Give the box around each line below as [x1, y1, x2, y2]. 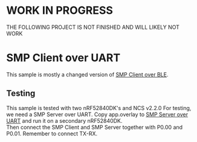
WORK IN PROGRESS [6, 4, 114, 17]
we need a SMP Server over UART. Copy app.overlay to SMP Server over [6, 111, 189, 118]
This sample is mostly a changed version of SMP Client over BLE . [6, 70, 169, 78]
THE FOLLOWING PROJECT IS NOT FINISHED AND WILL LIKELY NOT [6, 23, 180, 31]
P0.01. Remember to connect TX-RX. [6, 130, 98, 137]
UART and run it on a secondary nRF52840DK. [6, 117, 123, 124]
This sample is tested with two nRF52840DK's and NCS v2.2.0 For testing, [6, 104, 192, 111]
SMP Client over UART [6, 51, 121, 65]
